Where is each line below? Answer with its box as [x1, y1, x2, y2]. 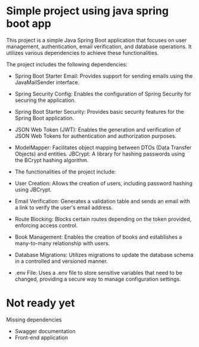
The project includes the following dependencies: [6, 61, 128, 68]
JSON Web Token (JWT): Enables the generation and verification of [14, 126, 181, 133]
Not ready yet [6, 296, 76, 310]
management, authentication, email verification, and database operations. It [6, 43, 192, 50]
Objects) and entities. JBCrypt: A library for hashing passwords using [14, 150, 185, 157]
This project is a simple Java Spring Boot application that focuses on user [6, 36, 187, 44]
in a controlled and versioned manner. [14, 258, 108, 265]
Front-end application [14, 334, 69, 341]
